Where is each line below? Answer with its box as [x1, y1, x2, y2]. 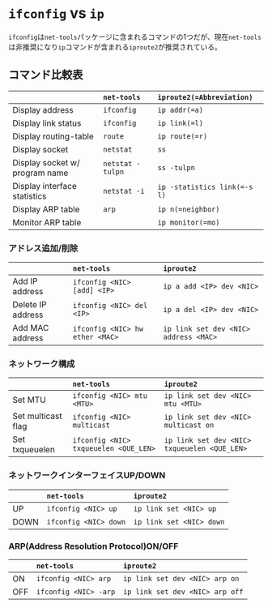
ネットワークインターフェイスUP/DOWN [8, 470, 166, 482]
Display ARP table [12, 203, 80, 215]
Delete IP [12, 299, 47, 310]
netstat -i [103, 186, 145, 195]
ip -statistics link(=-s [157, 182, 253, 191]
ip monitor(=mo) [157, 217, 220, 227]
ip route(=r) [157, 131, 208, 141]
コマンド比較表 [8, 68, 83, 82]
